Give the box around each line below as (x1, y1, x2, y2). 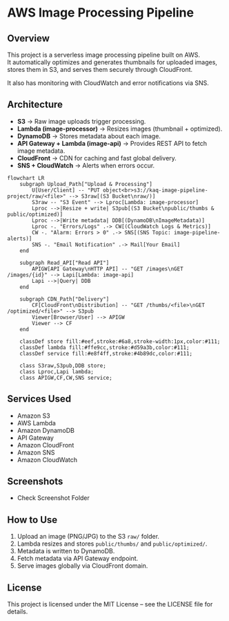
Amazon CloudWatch (17, 455, 78, 464)
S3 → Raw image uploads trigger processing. (17, 117, 146, 125)
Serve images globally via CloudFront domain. (17, 562, 148, 570)
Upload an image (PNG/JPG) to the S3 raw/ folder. (17, 532, 160, 541)
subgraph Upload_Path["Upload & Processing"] (19, 180, 153, 187)
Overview (7, 33, 50, 44)
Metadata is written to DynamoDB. (17, 547, 115, 555)
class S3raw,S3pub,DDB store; (19, 362, 107, 369)
